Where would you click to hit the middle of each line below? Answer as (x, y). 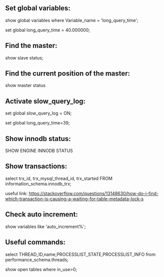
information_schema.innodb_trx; (38, 183)
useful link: (16, 193)
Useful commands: (35, 242)
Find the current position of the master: (68, 74)
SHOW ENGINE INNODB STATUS (39, 151)
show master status (25, 85)
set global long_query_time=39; (37, 123)
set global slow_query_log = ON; (38, 113)
